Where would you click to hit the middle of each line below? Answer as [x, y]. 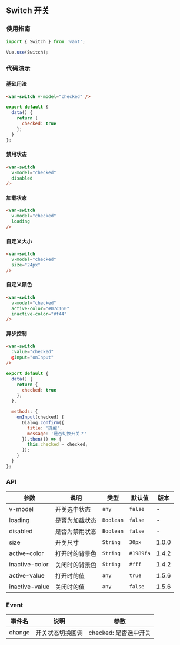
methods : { [25, 412]
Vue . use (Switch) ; [27, 52]
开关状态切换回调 [59, 633]
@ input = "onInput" [33, 357]
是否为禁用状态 [76, 532]
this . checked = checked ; [58, 445]
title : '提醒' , [45, 428]
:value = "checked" [33, 352]
